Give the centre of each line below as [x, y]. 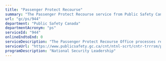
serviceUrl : [17, 46]
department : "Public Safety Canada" [43, 23]
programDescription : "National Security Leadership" [61, 51]
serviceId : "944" [23, 32]
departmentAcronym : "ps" [31, 28]
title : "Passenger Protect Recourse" [44, 10]
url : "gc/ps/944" [23, 19]
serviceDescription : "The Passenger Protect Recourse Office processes [80, 42]
